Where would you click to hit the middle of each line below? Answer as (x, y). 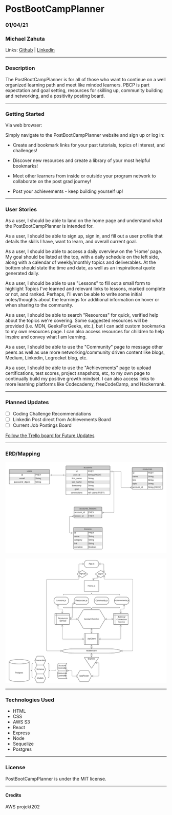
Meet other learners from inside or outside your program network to (84, 176)
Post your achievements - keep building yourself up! (68, 191)
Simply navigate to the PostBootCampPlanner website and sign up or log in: (85, 135)
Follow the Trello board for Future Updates (50, 436)
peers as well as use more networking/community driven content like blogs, (85, 352)
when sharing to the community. (39, 305)
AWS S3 (21, 722)
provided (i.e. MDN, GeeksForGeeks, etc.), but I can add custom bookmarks (85, 326)
